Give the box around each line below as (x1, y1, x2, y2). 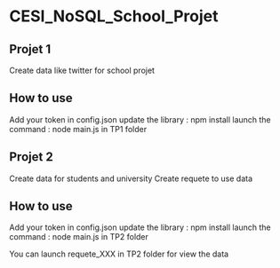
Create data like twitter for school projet (9, 65, 156, 75)
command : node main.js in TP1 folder (9, 123, 148, 134)
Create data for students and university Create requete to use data (9, 173, 253, 184)
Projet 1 (9, 42, 52, 57)
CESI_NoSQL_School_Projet (9, 6, 219, 27)
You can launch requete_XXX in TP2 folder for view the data (9, 248, 229, 259)
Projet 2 (9, 149, 53, 165)
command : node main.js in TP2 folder (9, 232, 149, 242)
